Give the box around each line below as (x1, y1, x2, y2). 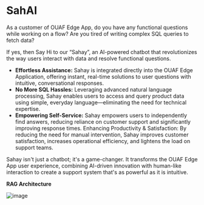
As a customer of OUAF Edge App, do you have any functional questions (6, 24, 188, 31)
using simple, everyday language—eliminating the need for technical (15, 98, 187, 106)
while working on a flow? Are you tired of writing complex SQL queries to (6, 30, 189, 37)
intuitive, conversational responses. (15, 79, 104, 87)
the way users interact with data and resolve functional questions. (6, 55, 171, 62)
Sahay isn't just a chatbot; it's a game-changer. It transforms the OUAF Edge (6, 155, 198, 163)
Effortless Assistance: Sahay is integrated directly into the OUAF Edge (15, 66, 193, 73)
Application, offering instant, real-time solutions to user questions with (15, 73, 191, 80)
